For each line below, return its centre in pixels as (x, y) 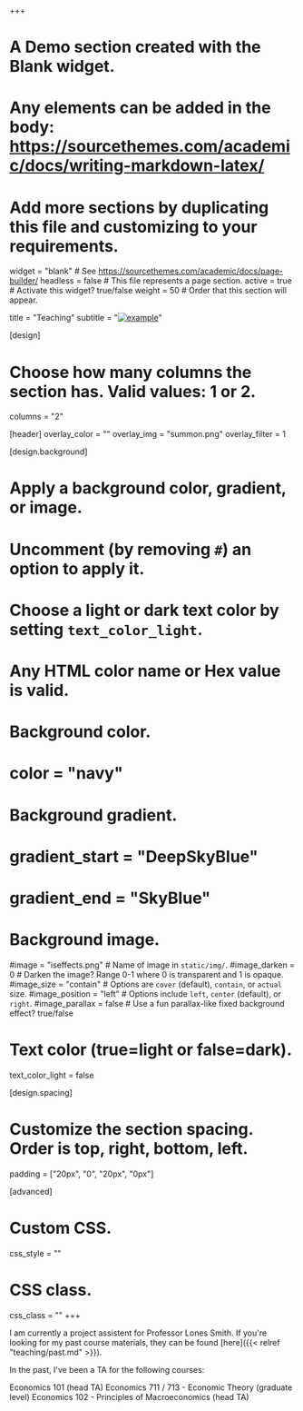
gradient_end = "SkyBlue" (110, 898)
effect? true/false (42, 1013)
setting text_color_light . (106, 629)
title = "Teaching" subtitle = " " (86, 318)
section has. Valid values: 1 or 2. (133, 391)
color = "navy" (66, 774)
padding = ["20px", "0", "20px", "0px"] (82, 1174)
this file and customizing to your (133, 227)
